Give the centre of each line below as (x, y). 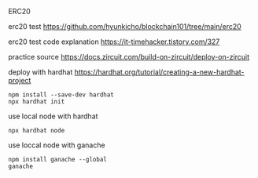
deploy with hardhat (41, 72)
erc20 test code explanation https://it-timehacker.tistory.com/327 (114, 42)
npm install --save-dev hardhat (61, 95)
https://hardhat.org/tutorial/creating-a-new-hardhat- (160, 72)
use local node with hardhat (53, 116)
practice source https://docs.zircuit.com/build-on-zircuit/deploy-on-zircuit (129, 57)
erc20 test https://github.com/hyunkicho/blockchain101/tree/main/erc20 (125, 26)
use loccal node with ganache (57, 145)
